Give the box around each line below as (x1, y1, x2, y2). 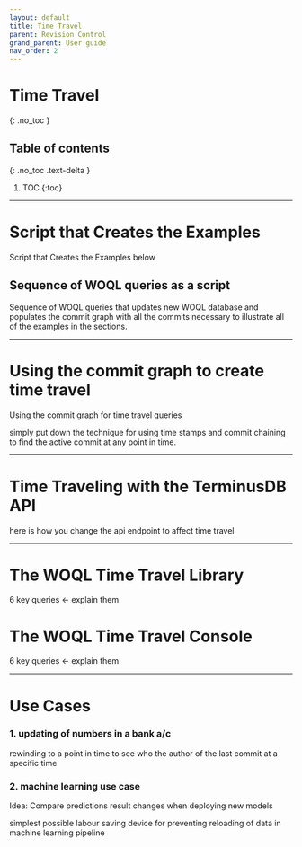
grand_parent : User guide (9, 38, 106, 48)
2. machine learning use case (9, 780, 141, 792)
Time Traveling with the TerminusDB (9, 476, 287, 497)
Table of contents (9, 141, 110, 156)
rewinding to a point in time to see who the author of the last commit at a (9, 747, 279, 759)
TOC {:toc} (22, 181, 63, 193)
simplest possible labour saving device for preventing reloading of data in (9, 818, 281, 829)
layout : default (9, 13, 70, 22)
